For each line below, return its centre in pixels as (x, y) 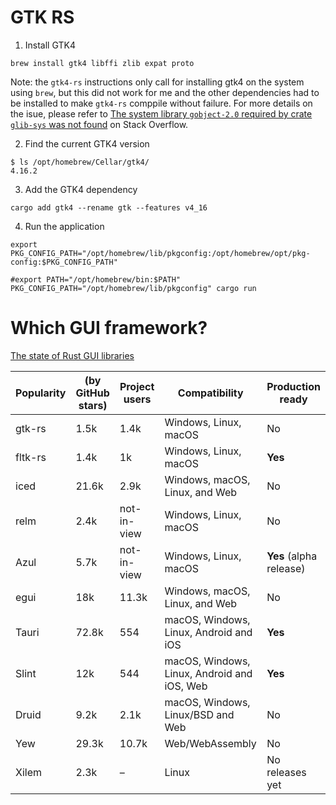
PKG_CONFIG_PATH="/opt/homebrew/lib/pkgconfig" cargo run (133, 288)
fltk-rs (31, 457)
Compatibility (210, 393)
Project (137, 386)
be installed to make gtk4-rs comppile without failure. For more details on (161, 103)
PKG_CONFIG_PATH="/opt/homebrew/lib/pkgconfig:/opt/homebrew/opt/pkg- (160, 253)
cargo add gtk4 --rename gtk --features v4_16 (109, 207)
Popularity (41, 393)
